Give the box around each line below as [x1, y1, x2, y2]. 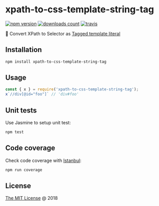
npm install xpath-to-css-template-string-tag [5, 59, 107, 64]
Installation [5, 45, 42, 54]
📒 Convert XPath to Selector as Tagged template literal [5, 30, 121, 36]
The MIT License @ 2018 [5, 195, 58, 201]
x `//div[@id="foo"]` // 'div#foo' [5, 91, 79, 97]
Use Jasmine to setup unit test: [5, 120, 71, 125]
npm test [5, 129, 24, 135]
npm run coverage [5, 167, 43, 173]
